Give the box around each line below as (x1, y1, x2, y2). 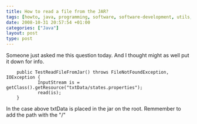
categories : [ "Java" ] (6, 25, 59, 31)
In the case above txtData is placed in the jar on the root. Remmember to (6, 105, 182, 112)
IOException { (6, 74, 41, 80)
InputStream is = (37, 80, 80, 85)
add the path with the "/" (6, 112, 66, 118)
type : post (6, 36, 33, 42)
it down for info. (6, 58, 45, 65)
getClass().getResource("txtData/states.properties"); (6, 85, 143, 91)
